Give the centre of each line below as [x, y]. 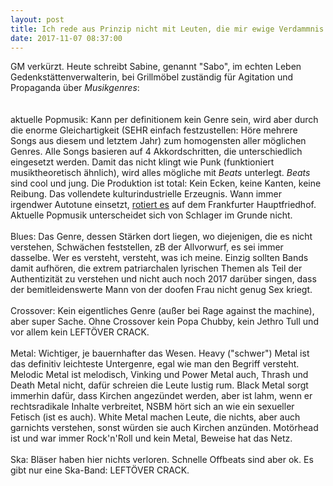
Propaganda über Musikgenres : [75, 88]
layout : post [37, 19]
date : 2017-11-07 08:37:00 [66, 38]
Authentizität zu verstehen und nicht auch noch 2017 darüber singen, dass [163, 279]
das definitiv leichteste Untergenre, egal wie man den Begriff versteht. [155, 364]
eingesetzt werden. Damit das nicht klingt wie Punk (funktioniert [142, 162]
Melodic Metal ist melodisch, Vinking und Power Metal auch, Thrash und [159, 375]
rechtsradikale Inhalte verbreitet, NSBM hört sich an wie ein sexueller [152, 407]
